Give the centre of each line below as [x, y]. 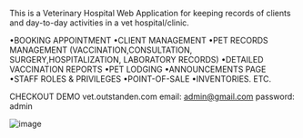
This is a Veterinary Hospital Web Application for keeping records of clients [150, 13]
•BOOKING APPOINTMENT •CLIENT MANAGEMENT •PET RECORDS [139, 40]
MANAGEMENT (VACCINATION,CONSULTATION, [101, 50]
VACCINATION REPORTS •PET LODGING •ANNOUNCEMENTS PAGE [138, 69]
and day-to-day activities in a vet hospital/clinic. [99, 23]
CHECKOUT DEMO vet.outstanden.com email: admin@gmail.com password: [152, 96]
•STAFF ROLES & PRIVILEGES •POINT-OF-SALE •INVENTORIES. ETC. [141, 79]
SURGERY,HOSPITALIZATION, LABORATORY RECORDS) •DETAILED [136, 59]
